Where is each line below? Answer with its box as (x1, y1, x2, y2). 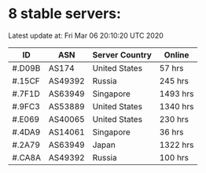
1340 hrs (159, 101, 194, 112)
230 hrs (159, 113, 189, 124)
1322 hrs (159, 139, 194, 150)
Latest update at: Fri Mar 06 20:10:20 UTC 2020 (8, 31, 164, 40)
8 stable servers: (8, 5, 122, 23)
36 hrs (159, 127, 184, 138)
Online (164, 49, 189, 60)
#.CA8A (12, 152, 42, 163)
